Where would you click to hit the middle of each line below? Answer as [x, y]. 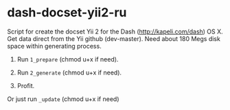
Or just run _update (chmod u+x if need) [63, 99]
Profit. [26, 85]
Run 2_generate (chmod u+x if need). [69, 72]
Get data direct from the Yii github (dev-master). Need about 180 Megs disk [114, 38]
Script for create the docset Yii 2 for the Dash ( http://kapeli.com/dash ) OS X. [115, 31]
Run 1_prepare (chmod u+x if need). [68, 59]
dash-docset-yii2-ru [67, 13]
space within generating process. [54, 46]
